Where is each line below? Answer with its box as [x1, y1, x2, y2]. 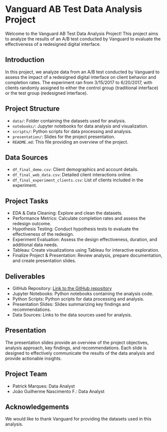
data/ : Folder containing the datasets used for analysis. [12, 118, 126, 124]
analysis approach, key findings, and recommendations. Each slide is [5, 345, 147, 351]
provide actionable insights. [5, 355, 62, 361]
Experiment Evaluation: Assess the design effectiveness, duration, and [12, 237, 158, 243]
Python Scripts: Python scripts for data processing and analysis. [12, 296, 145, 302]
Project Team [5, 370, 47, 378]
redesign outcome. [12, 221, 51, 227]
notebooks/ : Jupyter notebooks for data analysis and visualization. [12, 123, 149, 129]
